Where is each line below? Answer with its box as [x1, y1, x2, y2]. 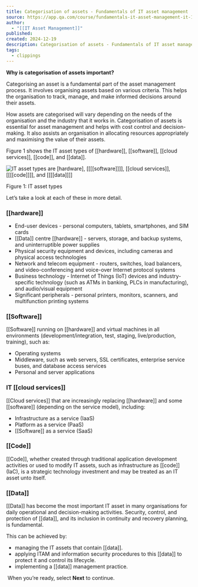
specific [14, 278, 34, 286]
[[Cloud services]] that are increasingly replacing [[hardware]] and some [6, 397, 183, 404]
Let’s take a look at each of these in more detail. [6, 194, 123, 201]
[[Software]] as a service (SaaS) [14, 427, 93, 434]
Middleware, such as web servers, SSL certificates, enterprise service [14, 356, 185, 364]
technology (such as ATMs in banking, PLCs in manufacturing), [35, 278, 189, 286]
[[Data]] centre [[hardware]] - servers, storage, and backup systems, [14, 235, 183, 242]
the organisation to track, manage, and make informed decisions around [6, 93, 181, 100]
